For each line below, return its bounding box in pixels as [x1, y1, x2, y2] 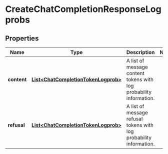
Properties [5, 34, 39, 42]
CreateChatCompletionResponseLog [5, 3, 161, 15]
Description [126, 49, 155, 55]
